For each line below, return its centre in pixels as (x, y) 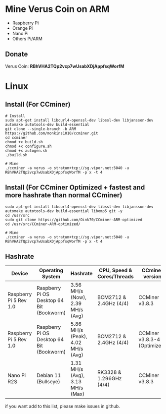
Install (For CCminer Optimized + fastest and (75, 188)
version (152, 277)
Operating (51, 270)
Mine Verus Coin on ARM (57, 9)
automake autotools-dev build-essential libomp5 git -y (64, 211)
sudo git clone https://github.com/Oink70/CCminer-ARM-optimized (74, 220)
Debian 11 (49, 375)
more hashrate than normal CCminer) (64, 195)
